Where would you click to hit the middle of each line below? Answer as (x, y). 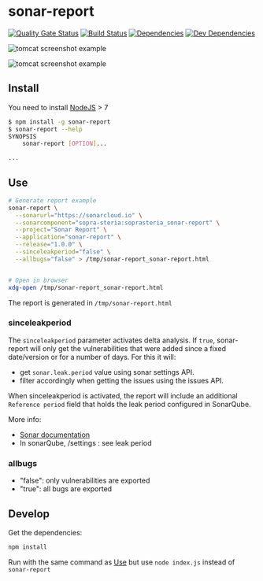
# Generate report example (52, 200)
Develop (29, 514)
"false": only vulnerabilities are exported (85, 481)
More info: (25, 419)
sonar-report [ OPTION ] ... (65, 144)
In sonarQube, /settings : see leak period (85, 442)
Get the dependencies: (45, 532)
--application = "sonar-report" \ (69, 237)
